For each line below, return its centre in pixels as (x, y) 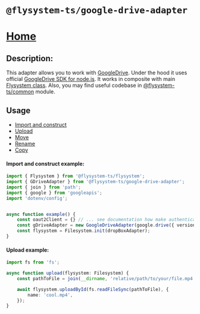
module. (45, 92)
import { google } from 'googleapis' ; (54, 193)
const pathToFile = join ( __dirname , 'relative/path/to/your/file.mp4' (106, 278)
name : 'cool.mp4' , (50, 295)
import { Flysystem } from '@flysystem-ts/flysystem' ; (76, 176)
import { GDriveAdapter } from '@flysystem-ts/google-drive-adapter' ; (96, 182)
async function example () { (41, 214)
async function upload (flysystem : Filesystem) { (68, 273)
